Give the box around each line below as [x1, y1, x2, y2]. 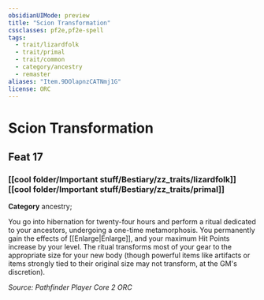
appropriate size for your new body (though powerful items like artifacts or [8, 250, 251, 261]
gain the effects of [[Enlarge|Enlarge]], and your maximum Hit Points [8, 234, 230, 243]
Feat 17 [8, 150, 43, 163]
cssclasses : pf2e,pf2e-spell [8, 26, 104, 34]
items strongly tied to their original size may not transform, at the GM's [8, 259, 238, 268]
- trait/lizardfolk [15, 41, 80, 49]
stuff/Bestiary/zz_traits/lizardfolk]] [99, 174, 236, 185]
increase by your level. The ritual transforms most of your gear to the [8, 242, 232, 252]
